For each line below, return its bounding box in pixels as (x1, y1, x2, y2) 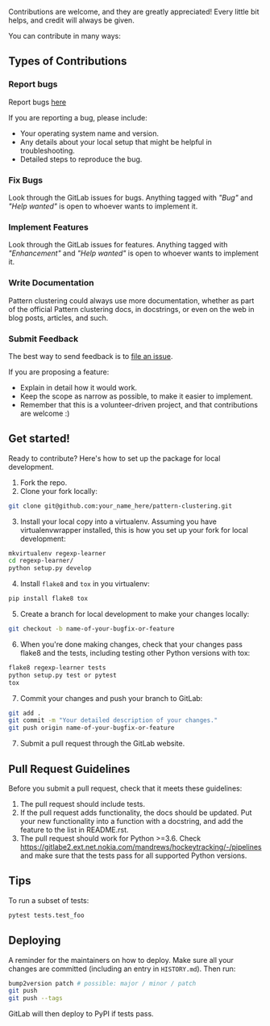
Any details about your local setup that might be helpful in (19, 137, 212, 146)
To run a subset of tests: (8, 895, 89, 905)
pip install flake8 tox (8, 594, 89, 603)
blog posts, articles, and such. (8, 313, 109, 323)
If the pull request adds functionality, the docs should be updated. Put (19, 808, 252, 817)
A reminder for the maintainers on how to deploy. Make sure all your (8, 955, 234, 965)
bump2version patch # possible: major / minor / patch (8, 979, 197, 987)
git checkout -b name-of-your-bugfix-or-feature (8, 625, 175, 633)
